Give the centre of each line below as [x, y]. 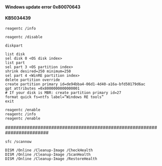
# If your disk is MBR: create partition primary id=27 [63, 93]
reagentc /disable [24, 37]
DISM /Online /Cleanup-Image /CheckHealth [49, 150]
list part [15, 63]
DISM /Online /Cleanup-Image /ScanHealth [48, 154]
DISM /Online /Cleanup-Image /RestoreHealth [51, 159]
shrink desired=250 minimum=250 [38, 71]
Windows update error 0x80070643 [43, 7]
